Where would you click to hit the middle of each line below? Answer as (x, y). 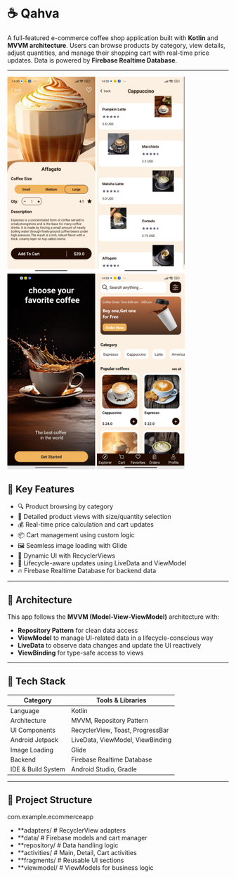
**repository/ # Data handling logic (68, 845)
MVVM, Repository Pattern (110, 720)
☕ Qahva (33, 14)
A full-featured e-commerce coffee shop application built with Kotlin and (113, 38)
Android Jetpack (34, 740)
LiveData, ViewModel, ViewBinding (122, 740)
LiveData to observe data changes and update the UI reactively (109, 645)
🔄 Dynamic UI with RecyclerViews (66, 556)
